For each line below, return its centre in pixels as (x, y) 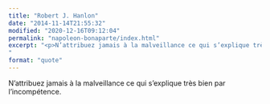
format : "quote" (35, 61)
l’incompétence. (35, 91)
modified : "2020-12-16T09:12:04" (64, 30)
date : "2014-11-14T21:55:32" (57, 23)
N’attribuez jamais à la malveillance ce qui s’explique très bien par (117, 83)
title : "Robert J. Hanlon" (53, 16)
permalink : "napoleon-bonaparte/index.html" (84, 38)
